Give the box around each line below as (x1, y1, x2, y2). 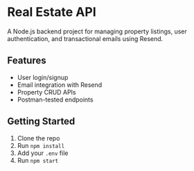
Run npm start (17, 156, 59, 164)
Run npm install (17, 141, 65, 149)
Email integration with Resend (17, 81, 103, 89)
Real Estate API (7, 4, 97, 20)
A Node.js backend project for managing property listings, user (7, 27, 187, 35)
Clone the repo (17, 133, 60, 142)
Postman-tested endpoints (17, 95, 94, 104)
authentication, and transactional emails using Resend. (7, 34, 164, 42)
